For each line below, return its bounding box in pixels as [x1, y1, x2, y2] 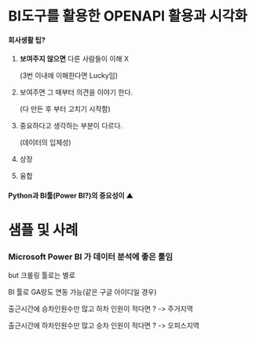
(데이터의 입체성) [19, 138, 72, 147]
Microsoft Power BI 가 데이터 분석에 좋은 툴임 [8, 251, 174, 262]
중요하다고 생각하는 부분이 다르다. [19, 121, 123, 131]
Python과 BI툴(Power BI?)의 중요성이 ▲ [8, 191, 133, 200]
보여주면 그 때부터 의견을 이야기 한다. [19, 87, 133, 97]
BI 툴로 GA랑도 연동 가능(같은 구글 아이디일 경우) [8, 287, 157, 297]
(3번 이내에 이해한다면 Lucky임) [19, 71, 119, 80]
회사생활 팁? [8, 35, 46, 44]
